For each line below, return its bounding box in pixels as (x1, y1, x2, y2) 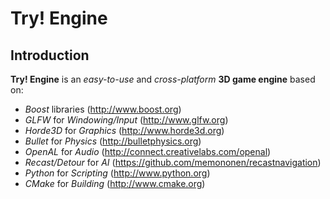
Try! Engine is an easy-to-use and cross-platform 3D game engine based (10, 73, 316, 85)
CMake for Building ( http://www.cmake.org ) (24, 178, 206, 189)
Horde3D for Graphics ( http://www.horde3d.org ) (24, 125, 225, 136)
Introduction (10, 47, 90, 64)
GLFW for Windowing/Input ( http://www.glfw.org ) (24, 114, 229, 126)
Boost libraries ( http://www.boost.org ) (24, 103, 182, 115)
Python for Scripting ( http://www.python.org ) (24, 167, 211, 179)
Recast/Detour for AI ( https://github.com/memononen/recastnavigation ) (24, 157, 322, 168)
